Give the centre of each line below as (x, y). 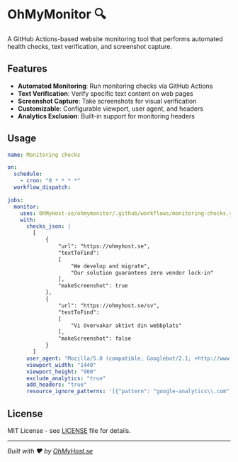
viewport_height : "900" (61, 372)
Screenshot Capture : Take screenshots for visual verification (107, 101)
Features (27, 69)
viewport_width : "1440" (61, 365)
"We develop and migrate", (110, 266)
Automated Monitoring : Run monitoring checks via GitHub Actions (115, 86)
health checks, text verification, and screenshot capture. (90, 46)
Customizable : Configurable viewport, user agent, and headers (110, 109)
